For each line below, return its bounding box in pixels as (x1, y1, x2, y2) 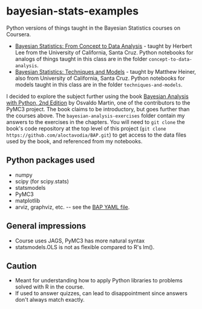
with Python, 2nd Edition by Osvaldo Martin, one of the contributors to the (6, 99, 191, 106)
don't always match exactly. (15, 296, 85, 304)
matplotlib (15, 197, 41, 204)
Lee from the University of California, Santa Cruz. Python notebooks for (15, 48, 194, 56)
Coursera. (6, 30, 31, 37)
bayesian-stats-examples (6, 4, 139, 18)
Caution (6, 261, 37, 271)
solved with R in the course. (15, 283, 85, 291)
